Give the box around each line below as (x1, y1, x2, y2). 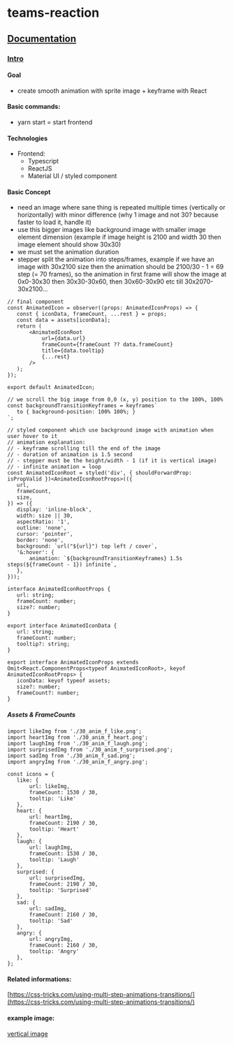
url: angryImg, (29, 936, 73, 943)
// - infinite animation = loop (7, 463, 101, 471)
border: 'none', (16, 536, 64, 544)
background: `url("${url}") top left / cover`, (16, 543, 158, 550)
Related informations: (7, 974, 72, 983)
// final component (7, 298, 64, 305)
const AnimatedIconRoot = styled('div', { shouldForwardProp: (7, 469, 192, 476)
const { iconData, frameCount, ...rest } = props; (16, 311, 168, 318)
